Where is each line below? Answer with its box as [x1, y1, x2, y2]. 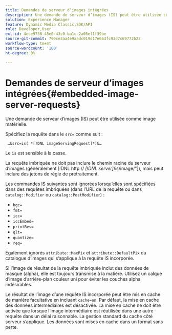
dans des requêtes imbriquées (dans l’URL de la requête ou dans [5, 186, 142, 192]
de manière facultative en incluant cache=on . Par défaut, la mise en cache [5, 297, 159, 303]
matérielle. [5, 121, 28, 127]
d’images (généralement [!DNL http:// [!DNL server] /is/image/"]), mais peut [5, 165, 164, 172]
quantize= [12, 235, 34, 241]
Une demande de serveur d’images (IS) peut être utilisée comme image [5, 116, 156, 122]
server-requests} [5, 98, 81, 110]
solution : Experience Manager [5, 17, 70, 22]
